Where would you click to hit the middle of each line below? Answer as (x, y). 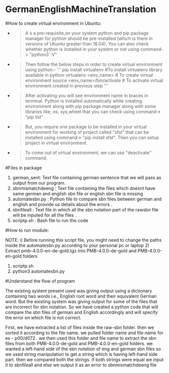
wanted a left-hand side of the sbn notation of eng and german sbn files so (83, 349)
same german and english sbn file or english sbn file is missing (78, 193)
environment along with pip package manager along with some (91, 106)
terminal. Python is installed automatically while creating (83, 101)
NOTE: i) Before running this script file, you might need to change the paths (83, 240)
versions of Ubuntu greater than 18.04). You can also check (87, 43)
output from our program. (39, 183)
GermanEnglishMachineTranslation (81, 9)
